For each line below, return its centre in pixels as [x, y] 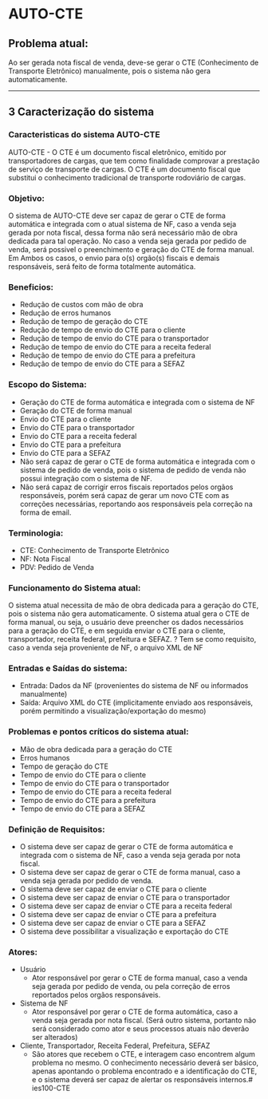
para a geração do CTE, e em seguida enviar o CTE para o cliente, [117, 631]
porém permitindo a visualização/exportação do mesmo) [113, 711]
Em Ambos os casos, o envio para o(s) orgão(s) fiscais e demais [114, 258]
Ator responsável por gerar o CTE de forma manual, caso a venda [140, 978]
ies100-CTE [51, 1088]
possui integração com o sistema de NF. [86, 478]
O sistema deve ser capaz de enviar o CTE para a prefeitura [118, 915]
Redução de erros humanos [65, 313]
